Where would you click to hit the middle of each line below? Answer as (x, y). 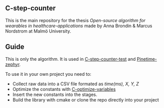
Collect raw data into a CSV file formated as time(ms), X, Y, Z (76, 84)
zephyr (12, 64)
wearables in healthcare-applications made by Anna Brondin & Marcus (79, 26)
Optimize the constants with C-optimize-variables (64, 89)
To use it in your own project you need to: (48, 74)
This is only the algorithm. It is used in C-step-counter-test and (70, 59)
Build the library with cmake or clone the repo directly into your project (86, 99)
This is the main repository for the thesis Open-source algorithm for (75, 20)
